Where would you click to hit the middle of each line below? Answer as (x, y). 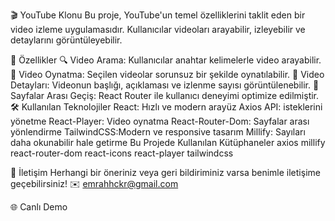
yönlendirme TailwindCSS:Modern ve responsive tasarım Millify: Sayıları (158, 132)
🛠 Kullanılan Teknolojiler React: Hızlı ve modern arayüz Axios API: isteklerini (166, 107)
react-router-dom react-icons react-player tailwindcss (122, 153)
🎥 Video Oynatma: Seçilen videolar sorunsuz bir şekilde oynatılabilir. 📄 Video (167, 74)
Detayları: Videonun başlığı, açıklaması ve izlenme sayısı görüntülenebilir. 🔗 (165, 85)
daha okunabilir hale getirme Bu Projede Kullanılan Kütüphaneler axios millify (168, 142)
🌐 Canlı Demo (39, 207)
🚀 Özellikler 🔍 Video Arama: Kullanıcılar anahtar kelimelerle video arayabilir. (166, 60)
